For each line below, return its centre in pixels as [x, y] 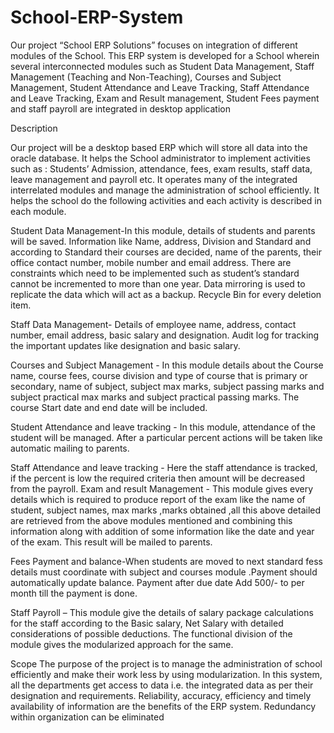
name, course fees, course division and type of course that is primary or [159, 375]
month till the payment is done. [74, 593]
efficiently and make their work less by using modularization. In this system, [166, 674]
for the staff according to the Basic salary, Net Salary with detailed [147, 623]
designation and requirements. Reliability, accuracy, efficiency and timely [161, 695]
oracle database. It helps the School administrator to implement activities [160, 158]
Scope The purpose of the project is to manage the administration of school [166, 663]
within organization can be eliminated [87, 717]
